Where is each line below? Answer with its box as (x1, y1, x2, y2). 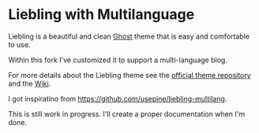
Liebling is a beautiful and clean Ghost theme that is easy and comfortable (8, 31, 250, 41)
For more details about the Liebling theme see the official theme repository (8, 70, 251, 79)
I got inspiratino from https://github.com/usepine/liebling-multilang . (8, 94, 227, 103)
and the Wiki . (8, 79, 51, 88)
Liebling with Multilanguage (8, 6, 195, 24)
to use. (8, 39, 31, 49)
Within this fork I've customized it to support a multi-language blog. (8, 55, 227, 65)
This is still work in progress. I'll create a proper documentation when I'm (8, 109, 246, 119)
